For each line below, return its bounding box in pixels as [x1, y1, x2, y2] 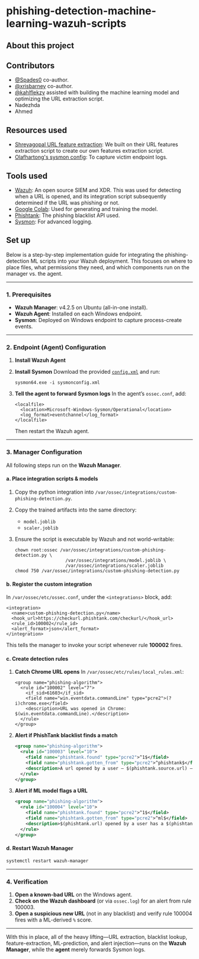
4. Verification [6, 878, 49, 886]
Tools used [6, 171, 48, 181]
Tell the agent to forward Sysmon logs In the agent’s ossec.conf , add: [14, 390, 187, 398]
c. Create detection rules [6, 655, 69, 662]
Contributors [6, 61, 55, 71]
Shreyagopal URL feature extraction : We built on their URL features [14, 141, 179, 148]
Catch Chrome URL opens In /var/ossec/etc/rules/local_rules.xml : [14, 668, 184, 676]
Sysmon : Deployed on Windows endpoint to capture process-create [14, 317, 182, 324]
